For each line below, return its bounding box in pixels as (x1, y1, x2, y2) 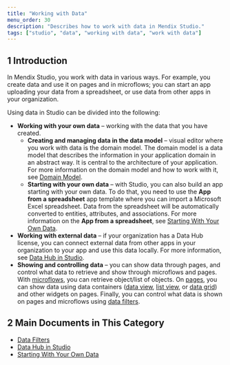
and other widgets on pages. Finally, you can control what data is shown (17, 290, 222, 298)
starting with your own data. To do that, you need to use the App (27, 187, 211, 196)
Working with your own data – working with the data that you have (17, 122, 208, 130)
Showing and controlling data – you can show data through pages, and (17, 261, 220, 269)
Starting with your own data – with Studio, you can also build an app (27, 180, 224, 189)
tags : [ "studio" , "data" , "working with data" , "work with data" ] (7, 29, 202, 36)
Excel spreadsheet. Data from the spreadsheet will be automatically (27, 202, 219, 211)
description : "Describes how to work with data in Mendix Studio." (7, 23, 205, 30)
